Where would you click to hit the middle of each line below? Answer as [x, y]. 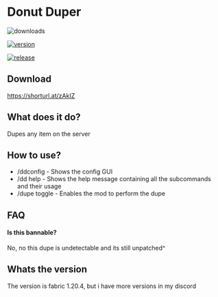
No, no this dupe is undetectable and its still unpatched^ [86, 248]
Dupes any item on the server [49, 134]
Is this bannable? [32, 233]
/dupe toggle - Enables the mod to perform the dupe [91, 193]
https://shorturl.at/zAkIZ [41, 95]
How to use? [34, 155]
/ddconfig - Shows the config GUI [65, 171]
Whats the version [47, 269]
